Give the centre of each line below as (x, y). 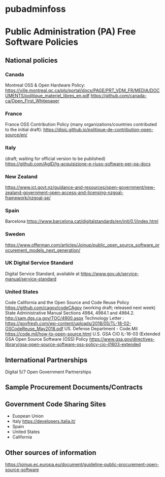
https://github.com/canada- (118, 96)
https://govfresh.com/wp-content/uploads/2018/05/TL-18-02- (68, 323)
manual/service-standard (31, 279)
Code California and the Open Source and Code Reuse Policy (67, 303)
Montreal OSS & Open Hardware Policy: (45, 85)
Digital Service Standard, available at (42, 274)
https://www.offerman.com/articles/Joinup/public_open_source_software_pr (82, 245)
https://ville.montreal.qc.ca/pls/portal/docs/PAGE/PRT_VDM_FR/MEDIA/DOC (82, 90)
